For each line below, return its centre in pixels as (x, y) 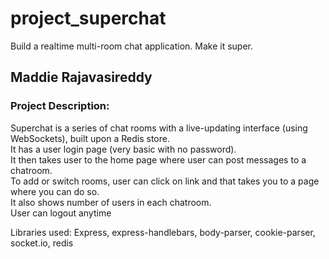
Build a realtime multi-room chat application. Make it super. (131, 46)
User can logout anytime (61, 213)
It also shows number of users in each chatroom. (111, 202)
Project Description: (60, 106)
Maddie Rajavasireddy (81, 77)
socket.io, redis (42, 243)
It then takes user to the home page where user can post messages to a (158, 159)
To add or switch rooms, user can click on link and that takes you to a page (165, 181)
